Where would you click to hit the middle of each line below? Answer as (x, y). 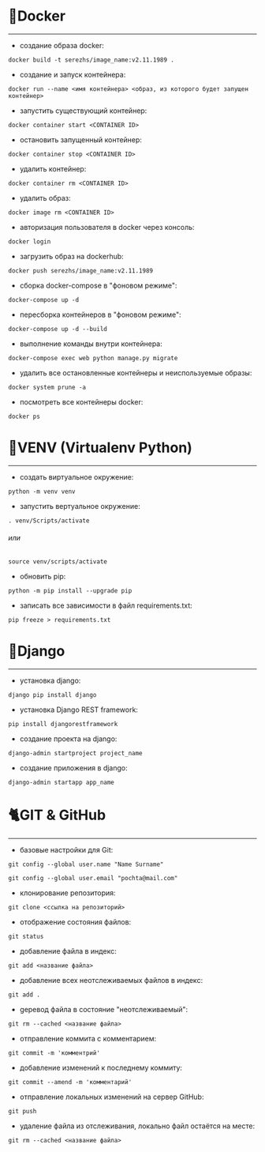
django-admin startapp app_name (61, 783)
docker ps (24, 416)
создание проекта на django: (68, 739)
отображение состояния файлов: (75, 922)
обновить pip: (43, 577)
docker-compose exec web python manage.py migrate (93, 358)
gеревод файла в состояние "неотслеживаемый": (104, 1009)
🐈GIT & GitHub (57, 815)
